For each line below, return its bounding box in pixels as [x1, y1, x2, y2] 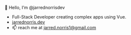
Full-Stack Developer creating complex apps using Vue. [11, 14, 127, 19]
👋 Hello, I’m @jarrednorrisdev [4, 5, 65, 10]
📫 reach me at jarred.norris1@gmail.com [11, 25, 97, 30]
